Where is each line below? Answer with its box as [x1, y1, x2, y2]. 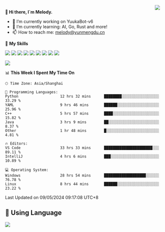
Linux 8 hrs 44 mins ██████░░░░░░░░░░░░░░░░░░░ [5, 181, 160, 186]
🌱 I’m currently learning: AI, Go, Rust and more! [12, 24, 108, 29]
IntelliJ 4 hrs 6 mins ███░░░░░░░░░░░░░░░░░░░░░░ [5, 154, 160, 159]
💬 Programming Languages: [5, 90, 58, 95]
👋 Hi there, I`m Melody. [5, 9, 53, 15]
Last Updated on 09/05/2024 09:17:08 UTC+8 [5, 195, 99, 200]
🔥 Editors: [5, 141, 28, 146]
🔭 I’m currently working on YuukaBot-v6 [12, 19, 93, 24]
